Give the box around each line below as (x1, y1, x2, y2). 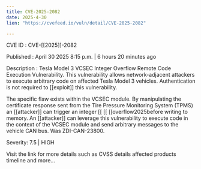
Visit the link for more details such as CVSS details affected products (6, 150, 176, 158)
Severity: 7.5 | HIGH (6, 139, 55, 146)
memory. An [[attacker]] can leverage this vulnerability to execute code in (6, 114, 188, 122)
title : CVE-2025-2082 (6, 8, 61, 15)
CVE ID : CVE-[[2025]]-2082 (6, 41, 77, 49)
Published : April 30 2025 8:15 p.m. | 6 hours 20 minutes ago (6, 53, 157, 61)
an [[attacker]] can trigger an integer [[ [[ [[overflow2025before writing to (6, 108, 188, 116)
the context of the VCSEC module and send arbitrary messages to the (6, 121, 179, 128)
